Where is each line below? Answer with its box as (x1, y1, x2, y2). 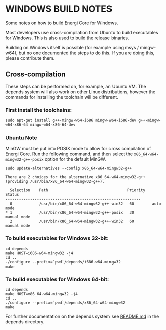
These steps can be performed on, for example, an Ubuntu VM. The (5, 83, 146, 89)
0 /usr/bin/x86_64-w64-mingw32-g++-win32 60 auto (10, 201, 161, 207)
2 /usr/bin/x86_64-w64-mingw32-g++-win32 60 (10, 219, 135, 224)
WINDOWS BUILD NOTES (5, 3, 113, 15)
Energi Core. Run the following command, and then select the (5, 151, 133, 157)
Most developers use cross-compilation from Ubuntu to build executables (5, 29, 158, 35)
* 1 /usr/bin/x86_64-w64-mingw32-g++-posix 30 (5, 210, 135, 215)
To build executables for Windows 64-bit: (5, 276, 109, 283)
